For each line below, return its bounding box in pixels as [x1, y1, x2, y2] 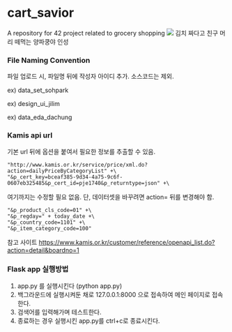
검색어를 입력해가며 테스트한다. [17, 308, 102, 316]
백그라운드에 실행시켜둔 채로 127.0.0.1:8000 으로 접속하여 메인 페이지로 [17, 290, 210, 299]
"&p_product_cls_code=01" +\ [7, 206, 92, 213]
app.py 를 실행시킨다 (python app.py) [17, 281, 123, 290]
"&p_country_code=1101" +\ [7, 218, 86, 226]
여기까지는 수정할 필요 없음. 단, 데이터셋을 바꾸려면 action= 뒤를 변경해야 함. [7, 193, 215, 201]
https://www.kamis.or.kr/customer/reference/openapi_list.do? [38, 238, 215, 246]
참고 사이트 [7, 238, 38, 246]
